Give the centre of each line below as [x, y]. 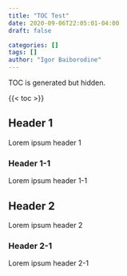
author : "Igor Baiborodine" [55, 60]
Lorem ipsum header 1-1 [48, 181]
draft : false [30, 30]
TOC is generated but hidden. [57, 82]
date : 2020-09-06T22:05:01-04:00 [64, 23]
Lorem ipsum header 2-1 [49, 263]
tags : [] [23, 53]
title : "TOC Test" [39, 16]
